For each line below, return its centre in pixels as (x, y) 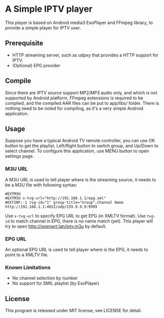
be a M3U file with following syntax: (41, 185)
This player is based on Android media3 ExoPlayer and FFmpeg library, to (79, 23)
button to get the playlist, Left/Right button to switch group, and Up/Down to (82, 146)
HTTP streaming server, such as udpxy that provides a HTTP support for (85, 55)
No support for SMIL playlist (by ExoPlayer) (56, 283)
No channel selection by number (45, 278)
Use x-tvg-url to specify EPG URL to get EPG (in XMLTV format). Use (75, 216)
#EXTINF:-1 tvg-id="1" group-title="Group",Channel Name (64, 202)
